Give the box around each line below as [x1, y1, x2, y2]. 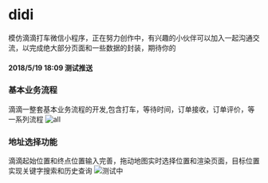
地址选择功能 [8, 136, 58, 147]
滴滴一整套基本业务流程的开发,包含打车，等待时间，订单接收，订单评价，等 [8, 104, 255, 113]
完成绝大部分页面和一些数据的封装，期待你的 [29, 42, 176, 53]
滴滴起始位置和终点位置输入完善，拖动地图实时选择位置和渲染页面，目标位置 [8, 156, 260, 165]
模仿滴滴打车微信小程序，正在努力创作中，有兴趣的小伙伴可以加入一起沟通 [8, 33, 253, 42]
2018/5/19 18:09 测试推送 [8, 62, 93, 73]
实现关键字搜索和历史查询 [8, 166, 93, 176]
